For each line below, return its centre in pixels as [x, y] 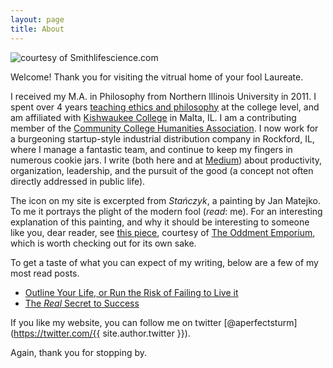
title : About [37, 29]
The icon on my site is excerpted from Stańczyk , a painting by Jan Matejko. [165, 200]
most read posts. [45, 273]
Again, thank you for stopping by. [79, 352]
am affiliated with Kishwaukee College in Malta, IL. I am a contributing [153, 117]
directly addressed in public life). [78, 181]
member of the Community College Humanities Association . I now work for [164, 128]
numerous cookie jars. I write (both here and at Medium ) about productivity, [166, 160]
